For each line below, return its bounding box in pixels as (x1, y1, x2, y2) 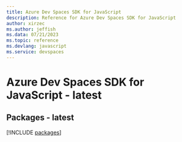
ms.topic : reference (6, 37, 59, 43)
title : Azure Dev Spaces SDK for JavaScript (6, 9, 122, 15)
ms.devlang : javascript (6, 43, 67, 50)
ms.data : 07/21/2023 (6, 32, 59, 38)
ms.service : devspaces (6, 49, 64, 55)
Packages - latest (6, 113, 75, 123)
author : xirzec (6, 20, 45, 26)
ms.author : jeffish (6, 26, 56, 32)
